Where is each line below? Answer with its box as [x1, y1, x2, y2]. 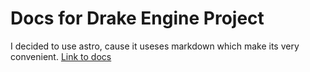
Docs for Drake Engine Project [10, 7, 265, 30]
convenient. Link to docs [10, 50, 112, 62]
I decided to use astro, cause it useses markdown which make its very [10, 40, 300, 52]
